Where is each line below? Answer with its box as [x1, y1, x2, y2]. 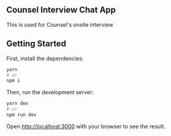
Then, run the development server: [6, 89, 94, 96]
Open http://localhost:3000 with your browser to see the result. [6, 123, 166, 130]
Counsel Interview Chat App [6, 5, 116, 15]
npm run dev [6, 112, 37, 118]
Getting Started [6, 39, 67, 49]
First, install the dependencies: [6, 55, 84, 62]
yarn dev [6, 100, 29, 107]
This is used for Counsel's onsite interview [6, 21, 114, 28]
